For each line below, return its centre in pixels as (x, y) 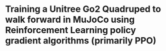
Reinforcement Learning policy (71, 30)
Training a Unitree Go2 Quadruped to (83, 9)
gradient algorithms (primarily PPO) (81, 41)
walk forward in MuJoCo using (70, 20)
